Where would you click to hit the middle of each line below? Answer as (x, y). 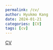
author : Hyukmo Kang (27, 14)
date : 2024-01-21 (23, 19)
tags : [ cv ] (17, 28)
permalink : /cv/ (22, 10)
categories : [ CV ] (23, 24)
